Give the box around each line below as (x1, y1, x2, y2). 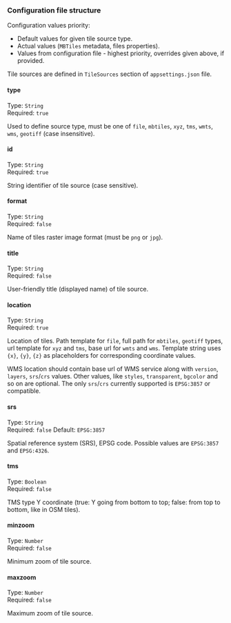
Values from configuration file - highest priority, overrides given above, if (17, 49, 225, 57)
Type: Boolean (7, 477, 47, 486)
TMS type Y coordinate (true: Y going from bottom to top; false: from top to (7, 498, 221, 506)
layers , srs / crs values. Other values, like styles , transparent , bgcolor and (7, 372, 219, 381)
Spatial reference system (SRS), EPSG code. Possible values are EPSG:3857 (7, 439, 219, 447)
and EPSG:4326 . (7, 446, 50, 454)
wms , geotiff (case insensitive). (7, 129, 95, 137)
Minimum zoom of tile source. (7, 557, 92, 565)
